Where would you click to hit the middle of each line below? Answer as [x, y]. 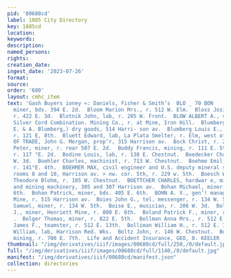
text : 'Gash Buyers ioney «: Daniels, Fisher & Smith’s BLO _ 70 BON [110, 103]
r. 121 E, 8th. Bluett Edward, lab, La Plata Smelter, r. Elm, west [115, 135]
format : [18, 78]
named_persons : [29, 52]
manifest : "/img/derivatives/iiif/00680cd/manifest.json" [92, 257]
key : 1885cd [24, 26]
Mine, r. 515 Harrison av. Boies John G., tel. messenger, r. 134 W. [117, 200]
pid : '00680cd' [29, 13]
